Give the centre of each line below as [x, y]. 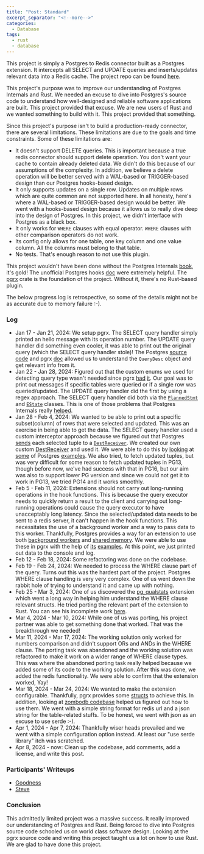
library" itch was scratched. [50, 741]
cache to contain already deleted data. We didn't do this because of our [105, 163]
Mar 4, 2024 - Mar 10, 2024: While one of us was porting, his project [101, 618]
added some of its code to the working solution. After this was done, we [105, 670]
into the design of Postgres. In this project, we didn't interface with [99, 215]
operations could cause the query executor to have [100, 508]
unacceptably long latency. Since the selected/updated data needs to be [106, 514]
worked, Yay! [32, 683]
